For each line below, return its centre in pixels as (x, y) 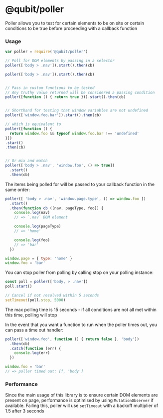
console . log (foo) (32, 240)
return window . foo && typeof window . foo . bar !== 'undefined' (75, 133)
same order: (18, 189)
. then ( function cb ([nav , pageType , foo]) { (57, 208)
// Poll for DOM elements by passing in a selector (60, 61)
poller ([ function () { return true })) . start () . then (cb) (66, 97)
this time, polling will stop (31, 315)
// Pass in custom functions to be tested (50, 88)
